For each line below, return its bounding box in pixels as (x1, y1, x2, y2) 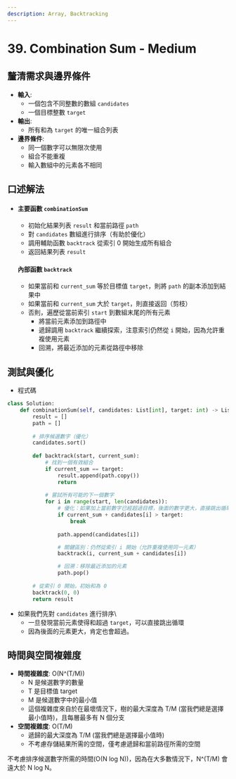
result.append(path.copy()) (57, 472, 140, 479)
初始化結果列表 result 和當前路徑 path (27, 221, 139, 229)
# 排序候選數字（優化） (32, 433, 91, 440)
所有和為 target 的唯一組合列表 (27, 125, 119, 134)
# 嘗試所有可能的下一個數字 (44, 492, 114, 499)
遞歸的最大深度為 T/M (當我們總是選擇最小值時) (27, 731, 165, 740)
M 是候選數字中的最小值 (27, 696, 98, 704)
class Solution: (7, 400, 55, 407)
